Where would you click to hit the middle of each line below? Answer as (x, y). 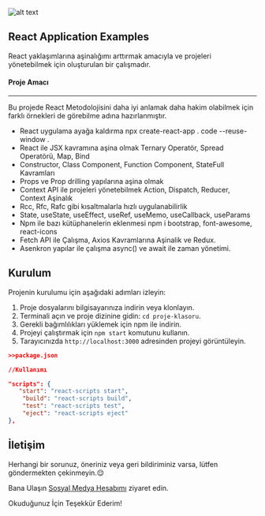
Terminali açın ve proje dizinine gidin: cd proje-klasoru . (110, 316)
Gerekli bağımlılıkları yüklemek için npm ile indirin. (101, 324)
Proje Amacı (28, 82)
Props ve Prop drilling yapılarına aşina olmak (91, 181)
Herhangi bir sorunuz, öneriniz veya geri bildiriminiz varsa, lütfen (113, 464)
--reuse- (233, 131)
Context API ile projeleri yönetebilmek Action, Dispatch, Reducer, (125, 190)
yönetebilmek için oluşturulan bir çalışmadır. (80, 64)
